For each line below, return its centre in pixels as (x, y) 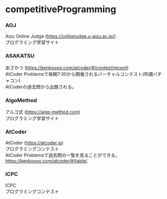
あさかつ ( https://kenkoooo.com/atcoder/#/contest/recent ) (67, 68)
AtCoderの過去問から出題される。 (41, 87)
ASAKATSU (20, 56)
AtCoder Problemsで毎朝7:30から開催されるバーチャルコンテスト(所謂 (79, 74)
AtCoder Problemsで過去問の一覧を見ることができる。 (63, 155)
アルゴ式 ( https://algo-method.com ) (43, 112)
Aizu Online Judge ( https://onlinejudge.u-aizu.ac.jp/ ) (61, 36)
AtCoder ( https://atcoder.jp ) (34, 143)
